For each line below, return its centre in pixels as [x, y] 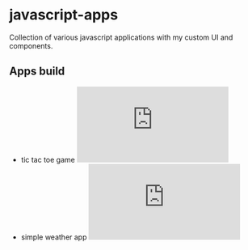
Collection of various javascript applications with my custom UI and [121, 37]
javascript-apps [64, 15]
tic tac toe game [48, 159]
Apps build [37, 72]
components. [31, 45]
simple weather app [54, 237]
